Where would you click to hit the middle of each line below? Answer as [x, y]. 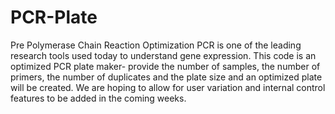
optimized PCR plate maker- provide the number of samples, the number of [165, 66]
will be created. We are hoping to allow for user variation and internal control [168, 87]
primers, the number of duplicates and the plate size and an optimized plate [166, 77]
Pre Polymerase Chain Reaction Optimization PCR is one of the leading [156, 45]
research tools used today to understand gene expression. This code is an [163, 55]
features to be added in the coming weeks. [98, 98]
